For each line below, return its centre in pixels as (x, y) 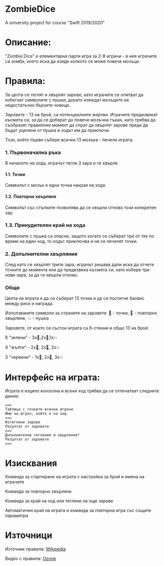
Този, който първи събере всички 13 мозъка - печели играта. (69, 140)
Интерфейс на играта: (53, 377)
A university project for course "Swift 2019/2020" (55, 23)
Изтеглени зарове (23, 422)
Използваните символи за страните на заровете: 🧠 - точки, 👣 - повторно (81, 313)
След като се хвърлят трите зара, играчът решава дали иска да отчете (80, 265)
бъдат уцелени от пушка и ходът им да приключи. (58, 130)
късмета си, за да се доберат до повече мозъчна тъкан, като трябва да (80, 120)
